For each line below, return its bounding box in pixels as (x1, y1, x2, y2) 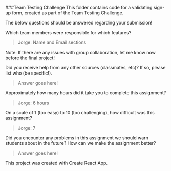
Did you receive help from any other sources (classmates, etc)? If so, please (5, 65, 166, 70)
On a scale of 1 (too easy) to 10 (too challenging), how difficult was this (5, 110, 155, 115)
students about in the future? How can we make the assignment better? (5, 140, 156, 146)
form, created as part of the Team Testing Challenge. (12, 10, 124, 16)
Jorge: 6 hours (17, 100, 50, 106)
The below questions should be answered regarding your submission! (5, 20, 153, 26)
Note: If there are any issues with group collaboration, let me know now (5, 50, 156, 55)
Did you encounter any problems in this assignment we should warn (5, 135, 148, 141)
